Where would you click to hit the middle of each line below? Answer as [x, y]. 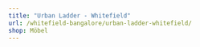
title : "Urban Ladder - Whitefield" [69, 16]
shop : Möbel [28, 30]
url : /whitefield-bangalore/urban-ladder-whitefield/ [100, 23]
